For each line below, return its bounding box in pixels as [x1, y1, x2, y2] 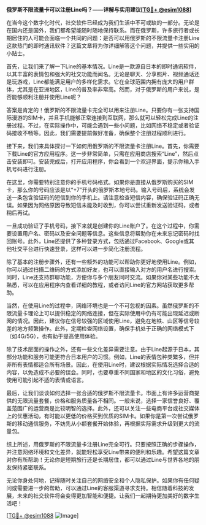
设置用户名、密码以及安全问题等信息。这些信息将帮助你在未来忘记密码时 [11, 230, 194, 237]
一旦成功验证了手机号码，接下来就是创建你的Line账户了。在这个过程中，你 [6, 222, 194, 229]
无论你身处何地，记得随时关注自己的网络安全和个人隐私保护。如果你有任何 [6, 477, 194, 484]
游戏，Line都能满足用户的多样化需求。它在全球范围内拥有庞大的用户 [17, 78, 189, 85]
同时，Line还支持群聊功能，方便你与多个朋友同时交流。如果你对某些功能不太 [6, 274, 200, 281]
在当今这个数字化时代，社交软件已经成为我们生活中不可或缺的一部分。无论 [6, 19, 194, 26]
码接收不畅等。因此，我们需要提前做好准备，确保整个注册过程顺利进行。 [6, 129, 189, 137]
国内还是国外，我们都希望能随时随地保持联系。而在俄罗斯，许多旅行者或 [11, 27, 194, 34]
